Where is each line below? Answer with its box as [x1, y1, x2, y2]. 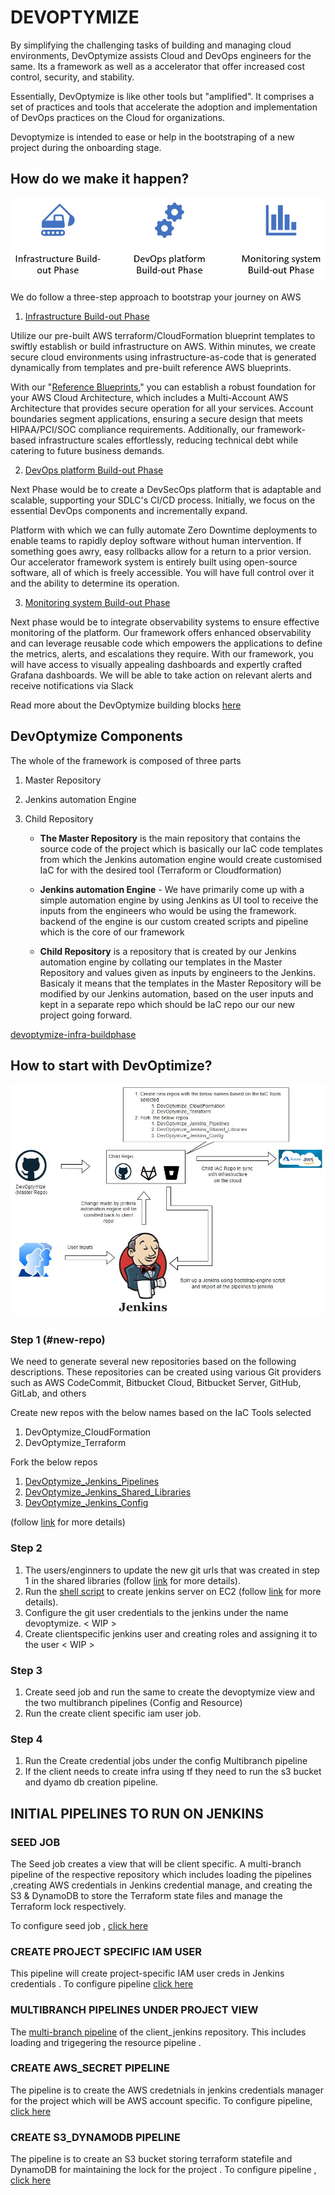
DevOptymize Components [10, 728, 183, 745]
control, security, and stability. [10, 71, 135, 83]
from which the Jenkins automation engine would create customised [39, 853, 323, 865]
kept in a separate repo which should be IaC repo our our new [39, 998, 296, 1010]
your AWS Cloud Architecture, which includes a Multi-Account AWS [10, 391, 289, 403]
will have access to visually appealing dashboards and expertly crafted [10, 658, 303, 670]
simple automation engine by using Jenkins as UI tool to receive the [39, 894, 319, 906]
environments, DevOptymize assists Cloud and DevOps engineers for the [10, 49, 312, 61]
